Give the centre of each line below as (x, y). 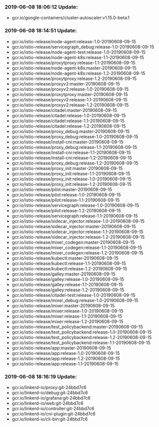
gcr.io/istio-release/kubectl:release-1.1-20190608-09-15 (69, 263)
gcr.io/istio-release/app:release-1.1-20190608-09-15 (65, 363)
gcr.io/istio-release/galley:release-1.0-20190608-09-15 (68, 279)
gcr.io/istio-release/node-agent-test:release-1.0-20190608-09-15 (79, 52)
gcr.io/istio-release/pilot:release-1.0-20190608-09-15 (66, 194)
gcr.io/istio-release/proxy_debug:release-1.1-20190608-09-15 (74, 147)
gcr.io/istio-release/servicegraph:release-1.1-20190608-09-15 (75, 216)
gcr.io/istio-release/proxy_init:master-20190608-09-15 (67, 168)
